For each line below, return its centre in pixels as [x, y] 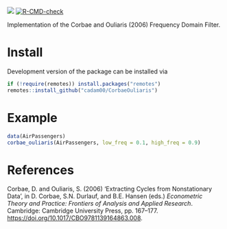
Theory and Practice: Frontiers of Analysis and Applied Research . [100, 204]
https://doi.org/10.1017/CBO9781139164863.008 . [75, 218]
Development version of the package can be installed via [87, 71]
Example [32, 118]
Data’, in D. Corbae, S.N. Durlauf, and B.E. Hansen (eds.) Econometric [105, 196]
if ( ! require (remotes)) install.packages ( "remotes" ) [84, 84]
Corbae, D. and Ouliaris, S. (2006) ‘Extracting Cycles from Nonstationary [110, 189]
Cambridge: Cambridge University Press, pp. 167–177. [83, 211]
